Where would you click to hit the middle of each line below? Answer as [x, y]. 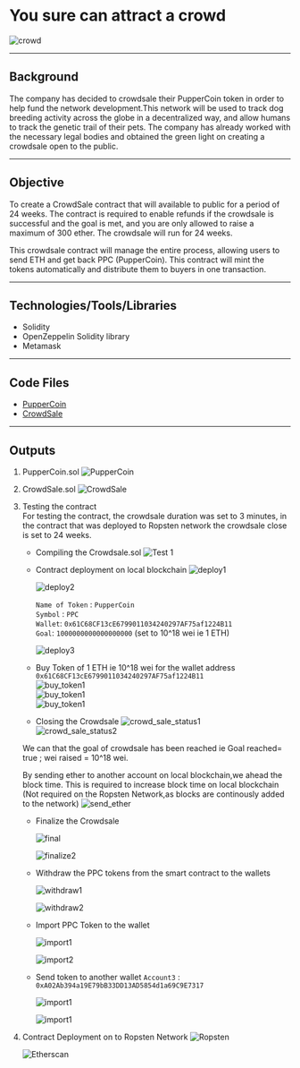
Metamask [42, 346]
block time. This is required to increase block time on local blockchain [150, 785]
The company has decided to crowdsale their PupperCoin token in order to [146, 98]
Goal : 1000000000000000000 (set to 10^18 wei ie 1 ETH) [133, 633]
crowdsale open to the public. [64, 146]
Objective [37, 183]
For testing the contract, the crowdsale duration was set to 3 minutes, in [154, 516]
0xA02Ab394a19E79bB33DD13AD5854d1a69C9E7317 [120, 986]
